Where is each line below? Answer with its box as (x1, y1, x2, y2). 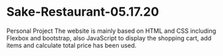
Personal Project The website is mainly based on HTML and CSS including (6, 27, 217, 35)
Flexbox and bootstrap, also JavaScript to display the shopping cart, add (6, 33, 212, 42)
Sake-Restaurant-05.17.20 (6, 4, 159, 20)
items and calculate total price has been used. (6, 41, 137, 49)
